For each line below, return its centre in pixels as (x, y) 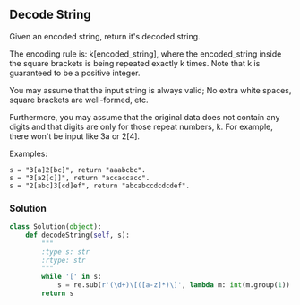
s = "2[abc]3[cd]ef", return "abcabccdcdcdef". (100, 186)
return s (58, 294)
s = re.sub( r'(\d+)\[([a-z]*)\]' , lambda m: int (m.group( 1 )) (174, 285)
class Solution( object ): (56, 227)
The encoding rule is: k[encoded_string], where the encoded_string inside (146, 54)
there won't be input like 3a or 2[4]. (75, 136)
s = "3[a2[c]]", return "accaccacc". (80, 178)
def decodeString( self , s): (77, 235)
